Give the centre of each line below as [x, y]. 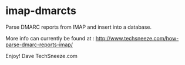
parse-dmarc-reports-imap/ [39, 45]
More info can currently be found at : [50, 38]
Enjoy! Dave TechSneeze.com [41, 56]
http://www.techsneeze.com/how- [137, 38]
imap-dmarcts [41, 11]
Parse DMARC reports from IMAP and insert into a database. [79, 27]
